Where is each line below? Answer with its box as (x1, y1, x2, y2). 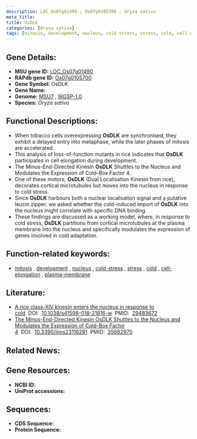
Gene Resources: (6, 365, 70, 375)
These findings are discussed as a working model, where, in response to (14, 213, 191, 220)
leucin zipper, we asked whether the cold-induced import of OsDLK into (14, 201, 189, 208)
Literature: (6, 288, 46, 298)
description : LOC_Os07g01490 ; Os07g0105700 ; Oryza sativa (6, 8, 157, 15)
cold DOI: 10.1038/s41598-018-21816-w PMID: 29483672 (14, 310, 158, 317)
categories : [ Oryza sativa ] (6, 25, 75, 31)
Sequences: (6, 404, 51, 414)
